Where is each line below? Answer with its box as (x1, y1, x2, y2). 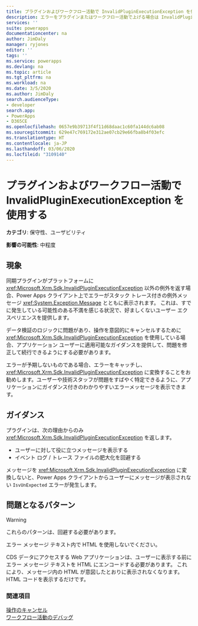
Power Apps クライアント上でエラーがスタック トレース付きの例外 (16, 292, 178, 299)
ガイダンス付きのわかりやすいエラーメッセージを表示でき (42, 383, 181, 390)
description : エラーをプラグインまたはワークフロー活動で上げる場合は (6, 14, 159, 20)
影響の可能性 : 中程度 (6, 242, 56, 249)
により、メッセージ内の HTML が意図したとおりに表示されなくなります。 (6, 568, 183, 575)
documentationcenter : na (6, 31, 67, 37)
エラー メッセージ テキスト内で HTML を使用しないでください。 (6, 541, 161, 548)
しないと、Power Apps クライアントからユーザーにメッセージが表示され (11, 474, 187, 481)
